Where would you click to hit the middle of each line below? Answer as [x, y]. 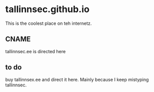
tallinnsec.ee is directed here [36, 51]
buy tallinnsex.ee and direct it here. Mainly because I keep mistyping [77, 79]
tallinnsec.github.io [48, 9]
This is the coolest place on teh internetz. [49, 23]
